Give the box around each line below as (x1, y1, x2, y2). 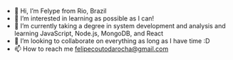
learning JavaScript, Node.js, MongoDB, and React (14, 29, 164, 37)
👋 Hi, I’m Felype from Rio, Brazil (14, 7, 107, 15)
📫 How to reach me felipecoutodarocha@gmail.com (14, 44, 169, 53)
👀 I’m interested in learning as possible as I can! (14, 14, 155, 23)
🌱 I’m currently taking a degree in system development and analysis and (14, 22, 226, 30)
